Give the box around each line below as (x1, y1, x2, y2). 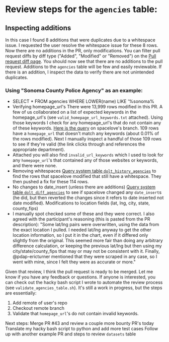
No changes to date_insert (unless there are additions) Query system (12, 184, 156, 190)
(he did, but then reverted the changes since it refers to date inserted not (12, 195, 164, 201)
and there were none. (12, 163, 57, 169)
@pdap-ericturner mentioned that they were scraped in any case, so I (12, 253, 157, 260)
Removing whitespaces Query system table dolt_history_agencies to (12, 168, 156, 174)
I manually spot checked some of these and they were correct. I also (12, 211, 155, 217)
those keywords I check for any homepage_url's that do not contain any (12, 120, 161, 126)
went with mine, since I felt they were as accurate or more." (12, 259, 136, 265)
